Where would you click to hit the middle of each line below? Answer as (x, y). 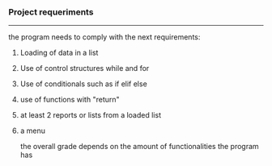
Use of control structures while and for (85, 68)
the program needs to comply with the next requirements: (104, 37)
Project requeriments (51, 12)
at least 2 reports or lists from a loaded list (91, 115)
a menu (33, 131)
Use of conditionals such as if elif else (83, 84)
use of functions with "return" (70, 100)
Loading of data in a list (59, 53)
